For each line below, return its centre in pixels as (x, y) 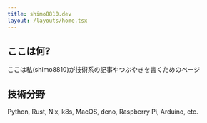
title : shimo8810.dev (40, 14)
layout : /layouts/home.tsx (47, 21)
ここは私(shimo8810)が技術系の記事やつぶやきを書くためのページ (104, 70)
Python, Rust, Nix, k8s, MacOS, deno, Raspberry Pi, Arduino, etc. (103, 112)
